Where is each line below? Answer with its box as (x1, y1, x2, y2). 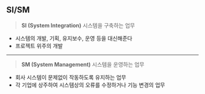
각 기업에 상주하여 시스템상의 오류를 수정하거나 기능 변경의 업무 (15, 81, 165, 89)
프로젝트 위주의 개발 (15, 42, 63, 49)
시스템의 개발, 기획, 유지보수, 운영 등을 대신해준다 (15, 35, 133, 42)
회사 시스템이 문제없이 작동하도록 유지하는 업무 (15, 73, 126, 81)
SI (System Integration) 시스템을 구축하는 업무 (21, 21, 135, 29)
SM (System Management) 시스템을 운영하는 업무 (21, 61, 145, 68)
